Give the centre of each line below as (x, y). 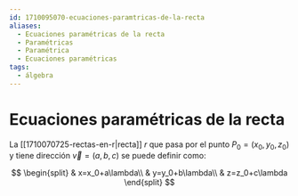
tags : (19, 68)
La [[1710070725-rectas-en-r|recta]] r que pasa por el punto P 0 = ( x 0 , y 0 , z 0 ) (149, 145)
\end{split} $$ (149, 183)
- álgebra (35, 76)
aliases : (25, 26)
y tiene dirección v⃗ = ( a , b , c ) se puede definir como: (108, 156)
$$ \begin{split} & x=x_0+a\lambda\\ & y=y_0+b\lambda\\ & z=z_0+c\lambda (149, 173)
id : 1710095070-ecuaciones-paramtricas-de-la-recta (107, 17)
